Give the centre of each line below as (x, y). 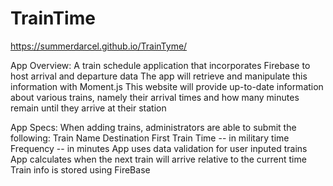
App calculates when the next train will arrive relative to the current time (158, 159)
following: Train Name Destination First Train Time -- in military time (150, 138)
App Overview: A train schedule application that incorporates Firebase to (160, 65)
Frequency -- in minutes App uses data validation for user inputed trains (159, 148)
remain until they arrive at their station (88, 108)
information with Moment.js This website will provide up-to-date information (167, 86)
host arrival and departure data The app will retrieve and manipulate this (159, 76)
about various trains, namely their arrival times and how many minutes (155, 97)
